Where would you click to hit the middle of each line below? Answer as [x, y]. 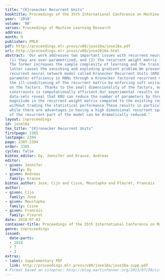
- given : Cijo [20, 192]
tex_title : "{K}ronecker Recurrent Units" [49, 128]
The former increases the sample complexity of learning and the [78, 64]
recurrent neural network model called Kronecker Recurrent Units [79, 74]
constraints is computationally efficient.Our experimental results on [84, 92]
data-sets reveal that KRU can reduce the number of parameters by [80, 96]
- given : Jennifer [24, 165]
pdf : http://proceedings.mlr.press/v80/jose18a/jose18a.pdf [68, 46]
